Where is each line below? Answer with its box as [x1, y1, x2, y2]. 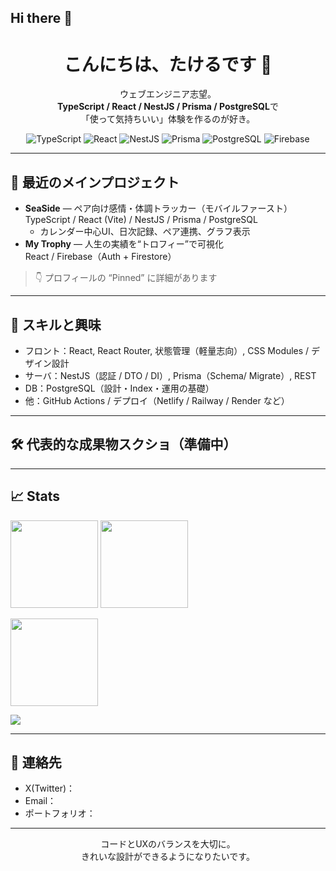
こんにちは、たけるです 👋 [63, 53, 273, 76]
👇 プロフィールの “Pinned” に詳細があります [34, 272, 218, 284]
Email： [24, 795, 57, 807]
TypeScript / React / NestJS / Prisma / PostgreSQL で [57, 101, 279, 113]
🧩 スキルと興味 [10, 316, 102, 333]
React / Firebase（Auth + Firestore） [24, 251, 177, 263]
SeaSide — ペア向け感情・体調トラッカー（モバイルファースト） [24, 202, 293, 215]
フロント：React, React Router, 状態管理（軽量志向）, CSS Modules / [24, 344, 310, 356]
